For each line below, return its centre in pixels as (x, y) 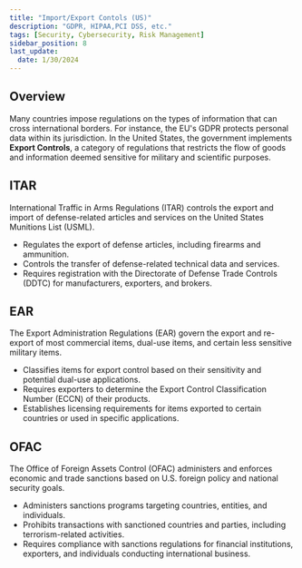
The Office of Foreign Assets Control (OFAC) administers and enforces (141, 469)
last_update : (34, 52)
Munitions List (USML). (52, 227)
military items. (35, 353)
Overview (38, 97)
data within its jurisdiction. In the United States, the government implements (151, 138)
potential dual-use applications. (81, 380)
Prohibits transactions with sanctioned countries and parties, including (154, 525)
